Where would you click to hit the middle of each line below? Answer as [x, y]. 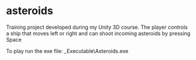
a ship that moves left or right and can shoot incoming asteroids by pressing [98, 33]
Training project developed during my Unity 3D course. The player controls [97, 27]
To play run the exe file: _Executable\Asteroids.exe [67, 51]
